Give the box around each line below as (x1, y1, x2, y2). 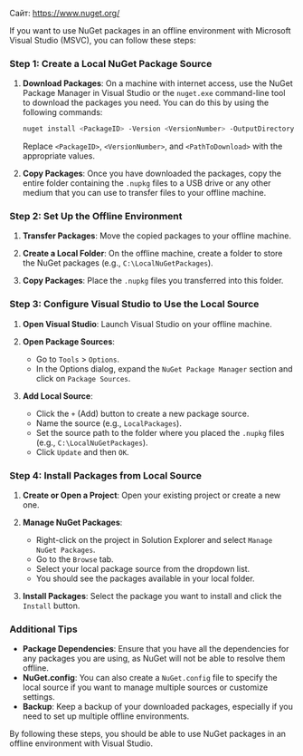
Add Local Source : (22, 390, 93, 402)
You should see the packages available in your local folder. (35, 573, 255, 584)
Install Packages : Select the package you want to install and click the (22, 591, 282, 602)
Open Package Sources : (22, 335, 116, 347)
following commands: (22, 107, 103, 118)
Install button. (22, 600, 80, 611)
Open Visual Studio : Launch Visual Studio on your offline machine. (22, 318, 273, 329)
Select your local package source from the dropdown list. (35, 564, 251, 575)
